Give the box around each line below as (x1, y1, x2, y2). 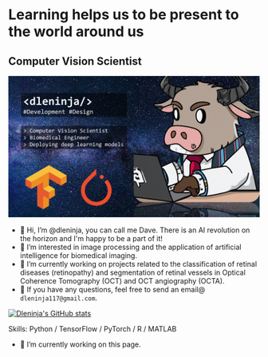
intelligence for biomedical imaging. (19, 251, 138, 260)
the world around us (8, 22, 144, 41)
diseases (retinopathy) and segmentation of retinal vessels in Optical (19, 268, 246, 277)
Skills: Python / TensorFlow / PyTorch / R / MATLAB (8, 324, 177, 333)
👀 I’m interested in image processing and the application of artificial (19, 242, 242, 252)
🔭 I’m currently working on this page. (19, 339, 141, 349)
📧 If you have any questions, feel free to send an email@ (19, 285, 206, 294)
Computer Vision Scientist (8, 54, 142, 68)
